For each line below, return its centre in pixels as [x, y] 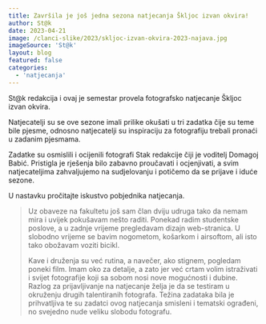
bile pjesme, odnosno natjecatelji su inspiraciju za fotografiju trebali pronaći [133, 130]
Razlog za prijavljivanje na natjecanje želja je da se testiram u [129, 286]
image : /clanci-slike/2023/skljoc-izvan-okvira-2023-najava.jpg [118, 38]
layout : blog [30, 53]
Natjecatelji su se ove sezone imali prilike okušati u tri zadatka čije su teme [131, 122]
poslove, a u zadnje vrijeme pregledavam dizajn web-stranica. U [134, 228]
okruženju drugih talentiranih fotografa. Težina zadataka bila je [131, 294]
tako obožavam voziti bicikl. [74, 245]
